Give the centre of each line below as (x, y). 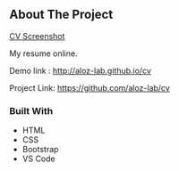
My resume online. (43, 53)
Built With (31, 110)
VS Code (38, 159)
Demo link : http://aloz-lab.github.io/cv (81, 70)
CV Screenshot (37, 36)
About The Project (61, 15)
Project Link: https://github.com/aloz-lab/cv (89, 87)
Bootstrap (40, 150)
